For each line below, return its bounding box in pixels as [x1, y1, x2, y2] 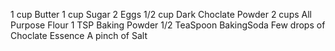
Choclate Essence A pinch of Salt [10, 30, 148, 41]
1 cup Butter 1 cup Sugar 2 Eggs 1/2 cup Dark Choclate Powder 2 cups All [10, 9, 312, 20]
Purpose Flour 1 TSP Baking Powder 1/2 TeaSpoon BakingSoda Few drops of [10, 19, 326, 31]
